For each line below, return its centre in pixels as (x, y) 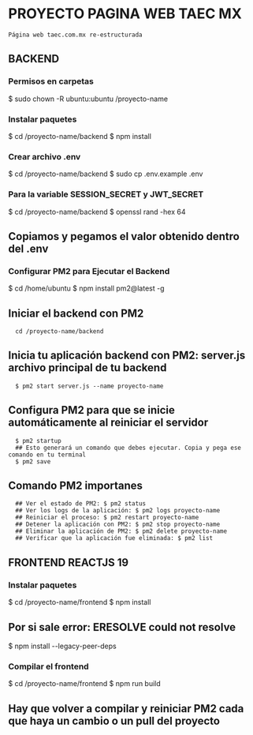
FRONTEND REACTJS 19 (68, 562)
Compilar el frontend (48, 666)
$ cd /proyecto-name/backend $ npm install (80, 136)
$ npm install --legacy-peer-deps (62, 646)
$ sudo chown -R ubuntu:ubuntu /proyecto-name (88, 99)
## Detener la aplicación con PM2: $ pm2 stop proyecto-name (118, 525)
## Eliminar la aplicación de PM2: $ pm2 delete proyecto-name (121, 531)
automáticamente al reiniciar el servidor (108, 423)
